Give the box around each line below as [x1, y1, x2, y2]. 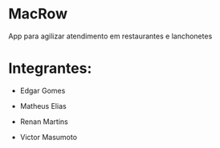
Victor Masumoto [19, 132, 78, 142]
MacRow [8, 5, 68, 23]
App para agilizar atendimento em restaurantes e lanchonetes [8, 31, 213, 41]
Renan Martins [19, 117, 68, 126]
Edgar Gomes [19, 86, 66, 95]
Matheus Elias [19, 101, 67, 110]
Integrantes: [8, 59, 92, 78]
